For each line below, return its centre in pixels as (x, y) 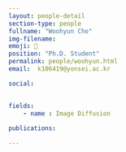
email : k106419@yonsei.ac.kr (60, 69)
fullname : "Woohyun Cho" (50, 31)
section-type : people (45, 24)
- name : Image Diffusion (67, 113)
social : (22, 83)
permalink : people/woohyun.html (63, 62)
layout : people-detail (47, 16)
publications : (33, 128)
